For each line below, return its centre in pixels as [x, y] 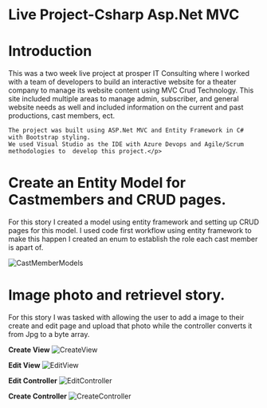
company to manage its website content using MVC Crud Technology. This [131, 90]
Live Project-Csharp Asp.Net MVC [124, 15]
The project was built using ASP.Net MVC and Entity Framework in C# [126, 131]
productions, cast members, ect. [62, 116]
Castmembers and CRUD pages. [117, 200]
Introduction [50, 51]
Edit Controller [33, 380]
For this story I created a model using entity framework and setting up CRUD [134, 222]
